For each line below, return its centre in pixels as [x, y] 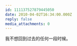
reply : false [19, 19]
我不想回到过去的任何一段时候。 [38, 38]
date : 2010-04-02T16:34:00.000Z [38, 14]
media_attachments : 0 [28, 24]
